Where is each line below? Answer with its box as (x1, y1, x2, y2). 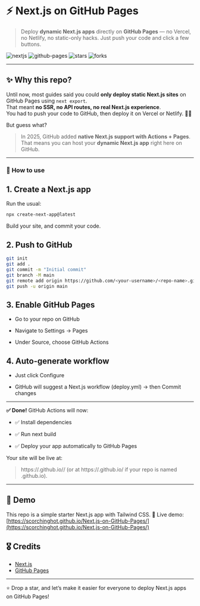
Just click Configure (14, 372, 64, 379)
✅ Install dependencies (14, 419, 72, 426)
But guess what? (6, 121, 48, 128)
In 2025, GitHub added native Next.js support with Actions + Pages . (20, 133, 190, 140)
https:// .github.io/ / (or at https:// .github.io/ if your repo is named (20, 466, 177, 473)
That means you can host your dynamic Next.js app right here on (20, 139, 183, 146)
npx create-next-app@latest (6, 212, 76, 217)
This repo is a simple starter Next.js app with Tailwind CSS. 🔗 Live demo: (6, 511, 185, 518)
